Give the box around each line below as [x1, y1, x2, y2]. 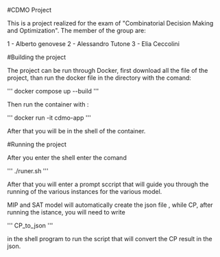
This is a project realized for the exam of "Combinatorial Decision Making [7, 19, 214, 27]
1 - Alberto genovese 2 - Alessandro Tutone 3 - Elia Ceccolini [7, 40, 180, 47]
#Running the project [7, 140, 66, 148]
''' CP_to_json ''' [7, 221, 53, 230]
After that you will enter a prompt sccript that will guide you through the [7, 180, 209, 188]
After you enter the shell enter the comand [7, 154, 127, 161]
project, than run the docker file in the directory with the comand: [7, 74, 192, 82]
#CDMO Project [7, 6, 51, 14]
